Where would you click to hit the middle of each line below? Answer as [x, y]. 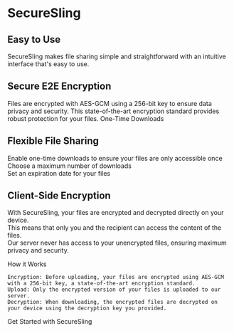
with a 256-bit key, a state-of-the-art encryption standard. [101, 284]
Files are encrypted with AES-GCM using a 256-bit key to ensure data [110, 103]
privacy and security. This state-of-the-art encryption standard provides [113, 111]
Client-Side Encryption [59, 196]
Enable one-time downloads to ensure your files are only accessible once [115, 158]
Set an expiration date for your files [59, 173]
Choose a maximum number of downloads [69, 166]
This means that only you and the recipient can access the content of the [115, 228]
